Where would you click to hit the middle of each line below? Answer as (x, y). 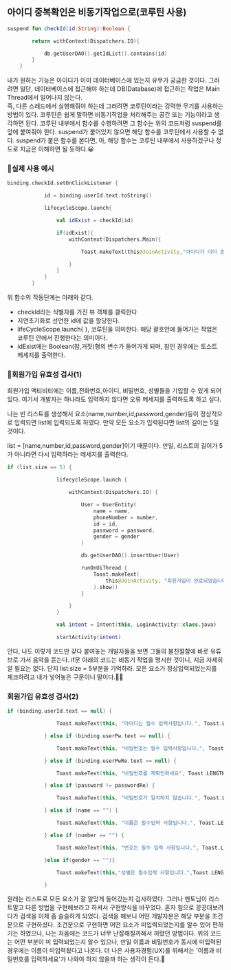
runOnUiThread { (104, 568)
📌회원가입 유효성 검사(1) (45, 375)
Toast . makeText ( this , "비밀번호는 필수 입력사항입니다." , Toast (140, 748)
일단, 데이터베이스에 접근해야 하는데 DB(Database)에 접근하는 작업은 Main (120, 89)
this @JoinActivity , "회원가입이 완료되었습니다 (166, 581)
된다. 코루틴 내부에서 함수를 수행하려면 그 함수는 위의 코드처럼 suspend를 (123, 123)
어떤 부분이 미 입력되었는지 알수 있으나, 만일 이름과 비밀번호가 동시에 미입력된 (118, 942)
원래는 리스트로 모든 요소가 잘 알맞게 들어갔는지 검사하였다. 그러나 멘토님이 (107, 899)
